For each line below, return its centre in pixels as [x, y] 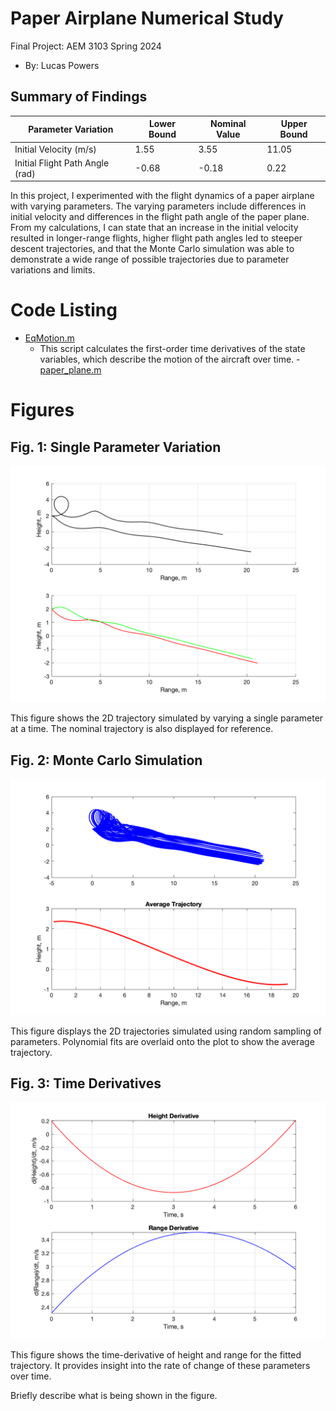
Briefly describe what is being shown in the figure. [114, 1395]
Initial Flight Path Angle [62, 163]
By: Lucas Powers [62, 65]
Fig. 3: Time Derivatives [86, 1083]
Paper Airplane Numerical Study [147, 18]
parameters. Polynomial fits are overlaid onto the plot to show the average [162, 1041]
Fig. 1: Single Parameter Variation [116, 447]
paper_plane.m [70, 370]
